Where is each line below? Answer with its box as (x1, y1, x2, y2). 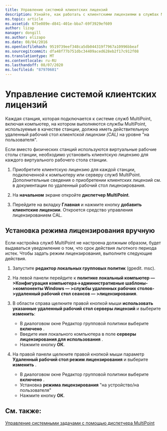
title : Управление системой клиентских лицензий (5, 7, 108, 12)
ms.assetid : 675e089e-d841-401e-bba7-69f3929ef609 (5, 21, 112, 26)
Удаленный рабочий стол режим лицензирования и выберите (12, 356, 148, 362)
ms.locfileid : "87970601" (5, 68, 59, 72)
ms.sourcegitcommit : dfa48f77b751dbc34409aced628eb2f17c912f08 (5, 49, 139, 54)
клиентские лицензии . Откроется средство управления (12, 207, 133, 213)
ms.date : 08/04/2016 (5, 40, 48, 45)
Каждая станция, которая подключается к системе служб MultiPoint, (5, 115, 152, 122)
